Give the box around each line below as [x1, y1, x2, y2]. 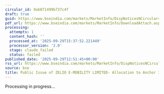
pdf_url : [5, 20, 23, 26]
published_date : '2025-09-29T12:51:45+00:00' [5, 57, 99, 62]
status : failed [9, 52, 41, 57]
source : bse [5, 66, 29, 71]
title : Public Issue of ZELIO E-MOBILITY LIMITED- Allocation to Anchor [5, 70, 156, 75]
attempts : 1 [9, 30, 34, 34]
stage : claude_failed [9, 47, 54, 52]
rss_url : [5, 61, 23, 66]
